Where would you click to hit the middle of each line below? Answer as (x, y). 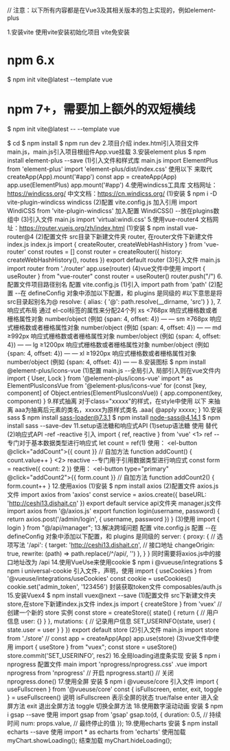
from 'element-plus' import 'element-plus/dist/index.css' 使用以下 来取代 (110, 169)
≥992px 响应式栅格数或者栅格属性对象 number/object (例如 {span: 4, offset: (114, 336)
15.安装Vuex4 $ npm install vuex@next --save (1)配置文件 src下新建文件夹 (112, 595)
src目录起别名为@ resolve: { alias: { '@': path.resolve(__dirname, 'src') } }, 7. (114, 301)
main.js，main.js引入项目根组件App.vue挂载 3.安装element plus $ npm (107, 152)
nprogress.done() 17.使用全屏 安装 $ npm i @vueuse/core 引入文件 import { (113, 681)
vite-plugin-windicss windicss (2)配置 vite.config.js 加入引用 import (102, 202)
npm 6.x (31, 60)
